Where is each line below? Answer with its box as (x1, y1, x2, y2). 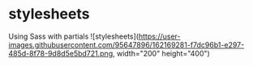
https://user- (138, 31, 181, 41)
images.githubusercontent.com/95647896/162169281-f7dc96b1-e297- (8, 39, 245, 49)
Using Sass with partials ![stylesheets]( (8, 31, 139, 41)
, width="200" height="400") (112, 48, 211, 58)
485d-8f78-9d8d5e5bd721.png (8, 48, 114, 58)
